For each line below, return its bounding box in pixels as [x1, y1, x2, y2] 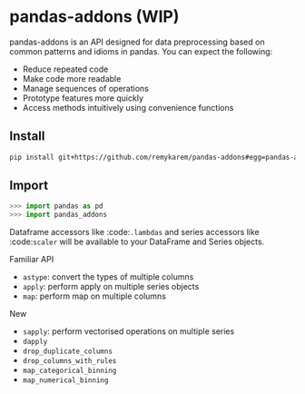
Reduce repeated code [22, 64, 109, 74]
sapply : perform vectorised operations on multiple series [22, 326, 235, 337]
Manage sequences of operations [22, 83, 150, 94]
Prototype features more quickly [22, 93, 143, 103]
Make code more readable [22, 73, 122, 84]
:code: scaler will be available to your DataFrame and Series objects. [9, 236, 265, 247]
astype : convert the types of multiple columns [22, 271, 194, 282]
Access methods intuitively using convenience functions [22, 102, 234, 113]
